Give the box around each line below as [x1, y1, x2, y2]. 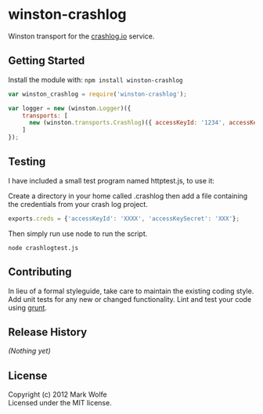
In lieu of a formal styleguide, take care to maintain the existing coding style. [8, 286, 254, 296]
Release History [8, 325, 88, 339]
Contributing [8, 265, 72, 279]
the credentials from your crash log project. [8, 199, 149, 209]
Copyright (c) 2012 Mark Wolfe [8, 390, 107, 399]
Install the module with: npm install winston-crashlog [8, 74, 183, 84]
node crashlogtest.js [8, 244, 79, 252]
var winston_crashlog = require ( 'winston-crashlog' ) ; [8, 90, 188, 98]
